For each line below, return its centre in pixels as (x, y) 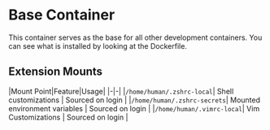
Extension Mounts (56, 72)
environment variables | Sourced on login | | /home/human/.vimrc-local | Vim (134, 108)
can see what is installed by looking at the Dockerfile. (98, 45)
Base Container (62, 15)
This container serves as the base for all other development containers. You (135, 37)
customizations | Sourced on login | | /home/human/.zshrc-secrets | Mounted (135, 100)
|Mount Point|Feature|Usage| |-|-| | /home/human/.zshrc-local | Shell (121, 91)
